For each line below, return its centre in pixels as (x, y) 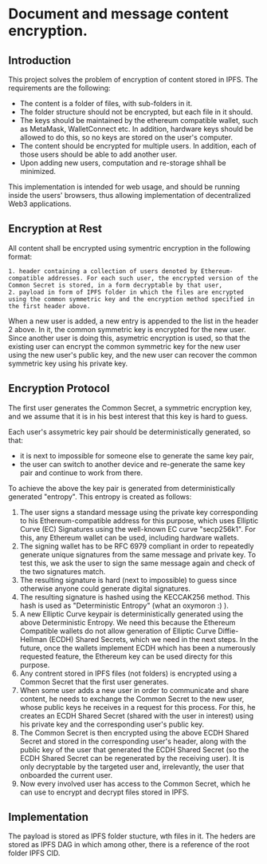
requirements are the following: (59, 88)
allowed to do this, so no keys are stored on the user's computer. (126, 137)
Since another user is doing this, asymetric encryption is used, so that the (129, 338)
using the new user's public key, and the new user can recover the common (133, 355)
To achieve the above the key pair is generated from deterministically (122, 488)
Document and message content (119, 14)
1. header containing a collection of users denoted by (103, 271)
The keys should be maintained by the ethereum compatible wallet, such (139, 120)
